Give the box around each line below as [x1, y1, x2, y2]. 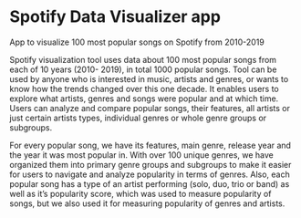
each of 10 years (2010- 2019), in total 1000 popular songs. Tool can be [9, 64, 277, 75]
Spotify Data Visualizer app [9, 6, 222, 27]
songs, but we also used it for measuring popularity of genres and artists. [9, 198, 285, 209]
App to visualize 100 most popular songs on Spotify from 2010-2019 [9, 36, 265, 47]
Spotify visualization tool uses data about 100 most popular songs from [9, 54, 276, 65]
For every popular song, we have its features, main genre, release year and [9, 140, 292, 151]
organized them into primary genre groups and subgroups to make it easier [9, 159, 292, 170]
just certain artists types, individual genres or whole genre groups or [9, 112, 267, 123]
